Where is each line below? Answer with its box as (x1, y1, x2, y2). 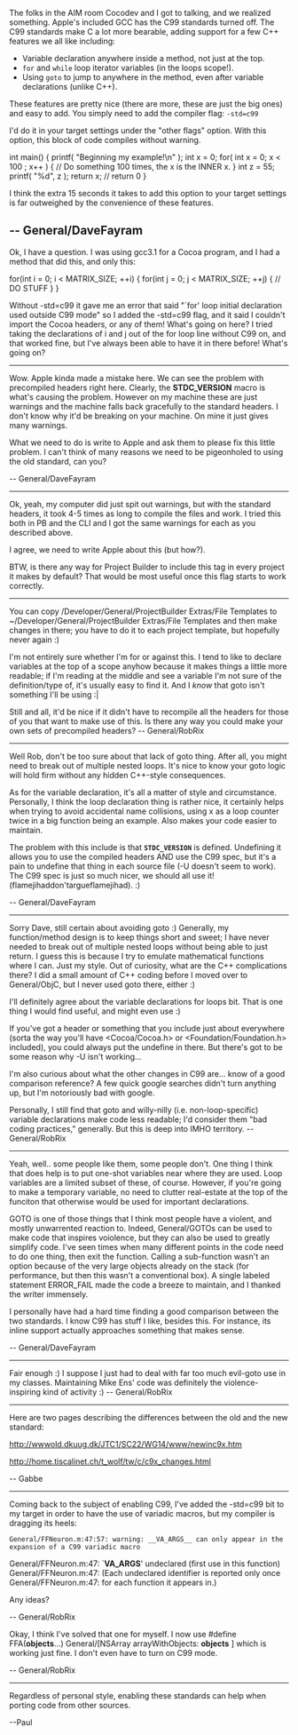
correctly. (9, 580, 44, 591)
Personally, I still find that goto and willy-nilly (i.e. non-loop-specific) (9, 1104, 259, 1115)
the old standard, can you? (9, 456, 107, 466)
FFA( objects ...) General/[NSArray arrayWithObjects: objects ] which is (9, 1638, 267, 1649)
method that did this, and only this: (9, 256, 136, 267)
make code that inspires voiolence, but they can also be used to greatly (9, 1232, 271, 1243)
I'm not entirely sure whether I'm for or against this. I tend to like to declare (9, 651, 282, 662)
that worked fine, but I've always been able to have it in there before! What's (9, 338, 288, 348)
